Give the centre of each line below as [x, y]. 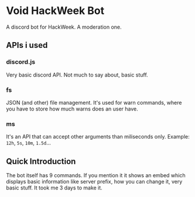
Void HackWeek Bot [55, 11]
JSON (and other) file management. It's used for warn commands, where [94, 102]
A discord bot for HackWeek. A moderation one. [64, 27]
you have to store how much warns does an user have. [72, 109]
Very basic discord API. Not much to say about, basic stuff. [77, 75]
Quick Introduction [41, 161]
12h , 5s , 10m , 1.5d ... [28, 143]
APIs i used [27, 45]
